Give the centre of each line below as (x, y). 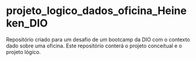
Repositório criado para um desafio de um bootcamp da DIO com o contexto (98, 39)
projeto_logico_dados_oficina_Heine (97, 11)
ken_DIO (27, 23)
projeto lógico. (23, 52)
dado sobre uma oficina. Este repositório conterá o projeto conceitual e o (94, 46)
